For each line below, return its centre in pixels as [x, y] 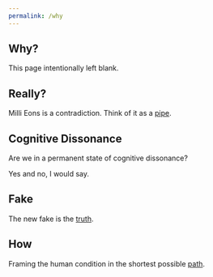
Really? [28, 94]
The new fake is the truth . [51, 219]
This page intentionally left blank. [64, 68]
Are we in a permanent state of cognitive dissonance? [98, 158]
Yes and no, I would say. [49, 174]
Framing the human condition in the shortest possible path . [106, 263]
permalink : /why [36, 16]
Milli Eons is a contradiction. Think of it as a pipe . [90, 113]
